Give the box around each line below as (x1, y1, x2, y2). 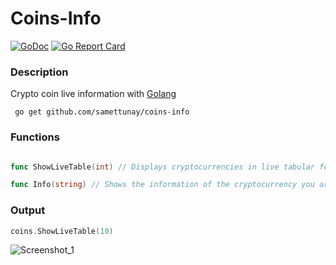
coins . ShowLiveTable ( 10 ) (10, 226, 114, 236)
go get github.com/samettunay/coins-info (14, 107, 190, 117)
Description (10, 65, 69, 79)
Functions (10, 130, 60, 144)
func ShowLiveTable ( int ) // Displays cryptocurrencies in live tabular (10, 162, 315, 172)
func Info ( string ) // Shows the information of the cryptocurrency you (10, 180, 315, 190)
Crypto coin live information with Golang (10, 88, 177, 100)
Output (10, 203, 46, 217)
